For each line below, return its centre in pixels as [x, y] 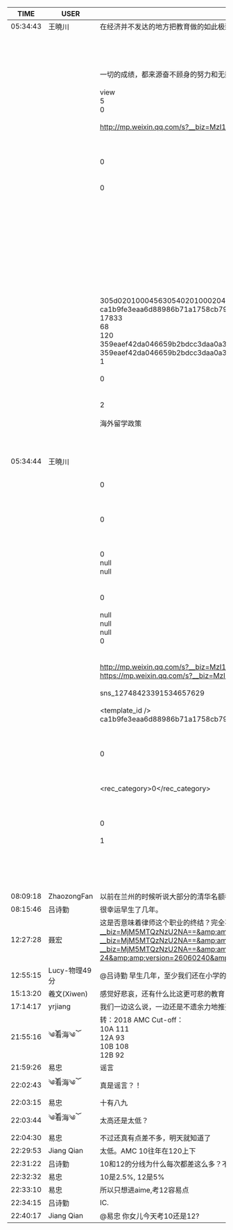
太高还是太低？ [124, 1120]
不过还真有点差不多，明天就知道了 [155, 1138]
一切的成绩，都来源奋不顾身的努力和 [159, 74]
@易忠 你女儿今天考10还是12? [149, 1216]
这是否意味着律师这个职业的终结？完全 [162, 923]
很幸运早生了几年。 [131, 909]
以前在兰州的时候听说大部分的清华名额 [162, 897]
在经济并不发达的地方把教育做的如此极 [162, 27]
